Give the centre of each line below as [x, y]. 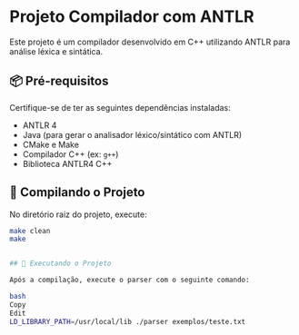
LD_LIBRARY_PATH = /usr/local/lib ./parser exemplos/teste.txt [128, 321]
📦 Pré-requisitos [59, 81]
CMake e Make [51, 144]
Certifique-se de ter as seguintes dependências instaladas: [120, 107]
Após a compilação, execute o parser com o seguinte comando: [130, 280]
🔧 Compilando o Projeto [77, 192]
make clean [30, 231]
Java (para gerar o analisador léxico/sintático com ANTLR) [132, 134]
